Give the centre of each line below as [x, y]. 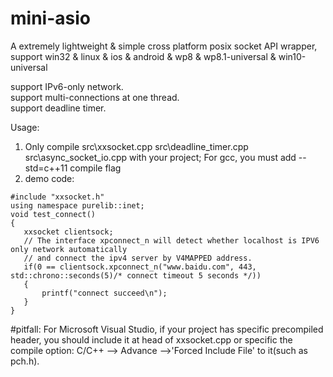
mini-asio [50, 18]
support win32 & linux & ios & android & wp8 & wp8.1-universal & [143, 56]
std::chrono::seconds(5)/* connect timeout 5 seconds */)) [136, 275]
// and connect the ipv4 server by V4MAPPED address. [138, 258]
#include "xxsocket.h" [57, 197]
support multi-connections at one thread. [95, 97]
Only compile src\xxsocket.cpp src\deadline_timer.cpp [136, 146]
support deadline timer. [58, 108]
